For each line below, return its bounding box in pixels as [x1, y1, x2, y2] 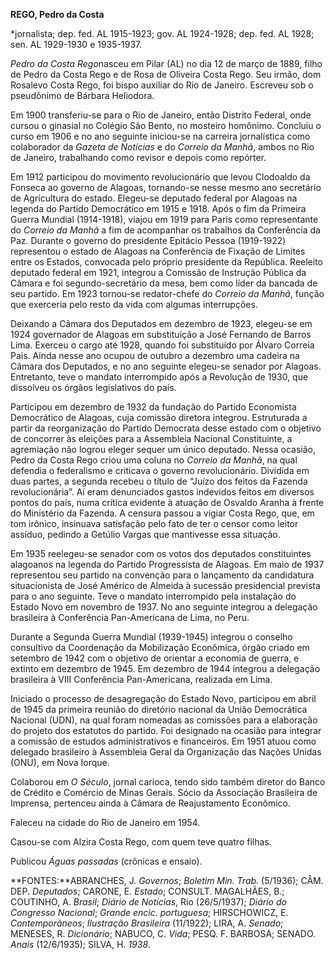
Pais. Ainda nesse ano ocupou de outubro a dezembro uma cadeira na [10, 350, 300, 361]
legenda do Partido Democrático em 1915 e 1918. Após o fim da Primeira [10, 203, 307, 214]
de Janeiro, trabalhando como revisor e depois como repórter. [10, 152, 267, 163]
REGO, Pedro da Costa [10, 9, 105, 20]
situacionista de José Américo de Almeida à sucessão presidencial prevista [10, 580, 321, 591]
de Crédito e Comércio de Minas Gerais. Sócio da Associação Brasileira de [10, 787, 318, 798]
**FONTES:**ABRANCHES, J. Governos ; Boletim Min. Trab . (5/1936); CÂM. [10, 875, 324, 886]
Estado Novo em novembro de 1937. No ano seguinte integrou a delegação [10, 601, 318, 613]
